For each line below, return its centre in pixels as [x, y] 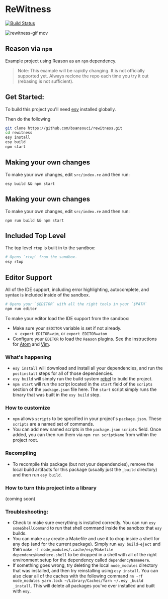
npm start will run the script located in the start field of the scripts [82, 384]
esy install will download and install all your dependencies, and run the [88, 368]
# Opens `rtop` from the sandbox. [41, 257]
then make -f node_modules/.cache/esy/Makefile [63, 549]
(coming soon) [20, 498]
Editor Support [29, 277]
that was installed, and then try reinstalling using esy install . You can [85, 571]
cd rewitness [19, 133]
